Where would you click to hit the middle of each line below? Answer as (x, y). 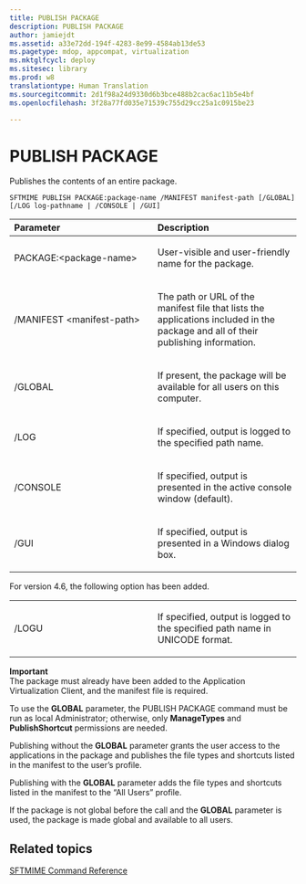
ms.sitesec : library (49, 69)
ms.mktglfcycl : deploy (52, 60)
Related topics (51, 849)
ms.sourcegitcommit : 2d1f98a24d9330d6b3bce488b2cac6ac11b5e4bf (132, 94)
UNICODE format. (195, 640)
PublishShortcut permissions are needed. (89, 728)
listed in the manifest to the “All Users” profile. (96, 793)
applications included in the (217, 320)
